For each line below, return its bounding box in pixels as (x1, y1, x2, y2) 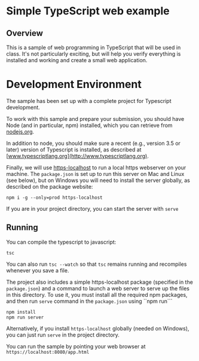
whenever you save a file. (6, 266, 69, 274)
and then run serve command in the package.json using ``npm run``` (6, 298, 173, 305)
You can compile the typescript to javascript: (6, 238, 117, 245)
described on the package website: (6, 183, 93, 190)
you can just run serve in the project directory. (6, 331, 120, 338)
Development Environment (6, 78, 142, 91)
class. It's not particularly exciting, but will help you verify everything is (6, 50, 181, 57)
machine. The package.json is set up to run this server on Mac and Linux (6, 170, 185, 177)
